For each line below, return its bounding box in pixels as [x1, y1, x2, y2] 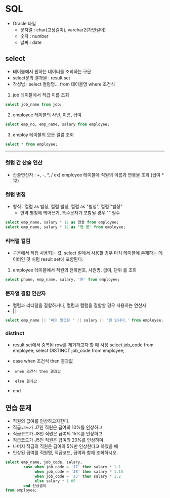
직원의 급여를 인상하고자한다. [12, 418, 70, 424]
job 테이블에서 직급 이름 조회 [12, 92, 69, 98]
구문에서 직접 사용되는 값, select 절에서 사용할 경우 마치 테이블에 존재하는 [12, 250, 158, 256]
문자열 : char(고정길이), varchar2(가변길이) [20, 26, 106, 33]
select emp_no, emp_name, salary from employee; [5, 122, 110, 127]
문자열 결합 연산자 [5, 290, 47, 297]
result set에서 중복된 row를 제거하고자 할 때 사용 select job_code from [12, 342, 154, 348]
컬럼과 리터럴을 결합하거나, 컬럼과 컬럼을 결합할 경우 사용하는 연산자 [12, 302, 147, 308]
